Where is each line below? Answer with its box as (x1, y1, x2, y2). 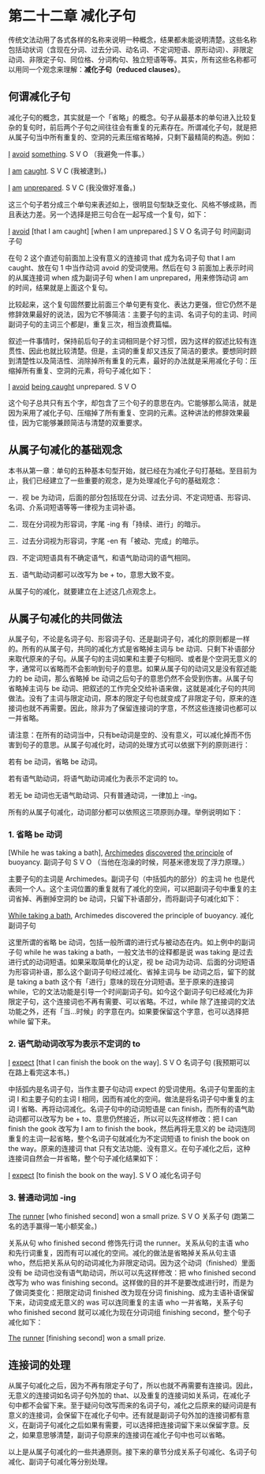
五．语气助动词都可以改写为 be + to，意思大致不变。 (8, 569, 179, 579)
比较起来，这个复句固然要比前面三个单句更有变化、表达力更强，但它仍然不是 (8, 299, 257, 309)
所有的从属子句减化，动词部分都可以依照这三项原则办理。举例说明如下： (8, 807, 243, 817)
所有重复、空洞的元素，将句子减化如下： (21, 366, 154, 375)
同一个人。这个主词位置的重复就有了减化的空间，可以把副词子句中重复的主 (14, 883, 257, 893)
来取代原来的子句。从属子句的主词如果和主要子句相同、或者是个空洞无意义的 (8, 654, 257, 663)
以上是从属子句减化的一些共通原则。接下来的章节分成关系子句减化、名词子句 (8, 1447, 257, 1457)
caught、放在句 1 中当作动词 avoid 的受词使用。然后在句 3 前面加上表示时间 (8, 263, 254, 272)
